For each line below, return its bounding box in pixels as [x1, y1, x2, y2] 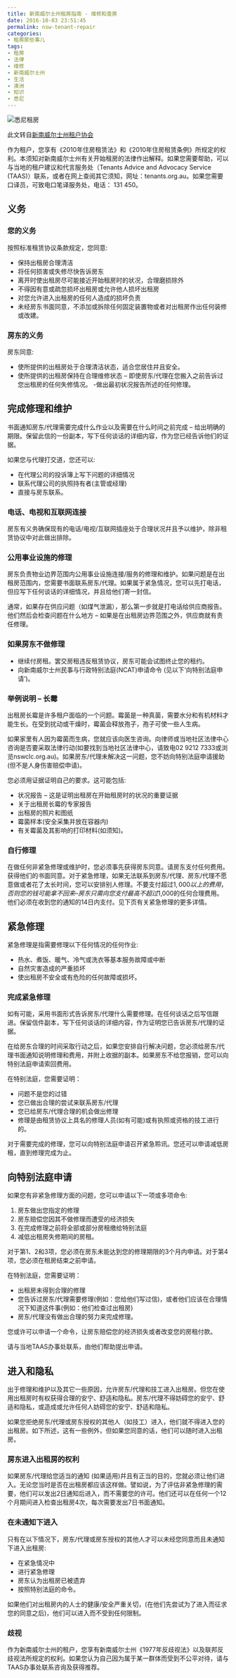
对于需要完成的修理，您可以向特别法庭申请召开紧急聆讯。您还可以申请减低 [7, 1140, 223, 1148]
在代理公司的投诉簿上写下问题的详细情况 [17, 470, 135, 478]
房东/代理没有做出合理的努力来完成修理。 [17, 1313, 137, 1321]
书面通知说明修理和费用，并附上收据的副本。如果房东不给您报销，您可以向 [13, 1051, 229, 1060]
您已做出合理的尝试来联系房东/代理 [17, 1098, 119, 1107]
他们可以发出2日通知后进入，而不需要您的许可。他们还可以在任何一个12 [19, 1489, 227, 1498]
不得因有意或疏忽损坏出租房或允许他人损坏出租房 [17, 284, 159, 293]
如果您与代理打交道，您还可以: [7, 455, 96, 464]
